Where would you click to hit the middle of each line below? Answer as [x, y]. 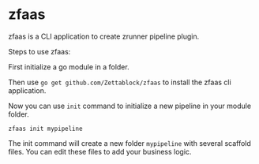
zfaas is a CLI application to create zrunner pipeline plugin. [104, 36]
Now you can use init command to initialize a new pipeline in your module [129, 106]
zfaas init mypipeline [45, 129]
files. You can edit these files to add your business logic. [100, 151]
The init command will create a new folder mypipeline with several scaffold [129, 143]
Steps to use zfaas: [39, 51]
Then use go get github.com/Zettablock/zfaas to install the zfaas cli [120, 82]
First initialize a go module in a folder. [69, 67]
